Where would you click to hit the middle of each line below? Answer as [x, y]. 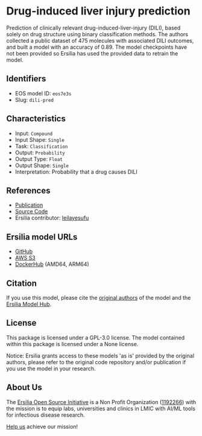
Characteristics [36, 119]
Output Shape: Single [42, 165]
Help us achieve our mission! [42, 426]
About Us [24, 387]
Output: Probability [40, 153]
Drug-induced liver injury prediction [99, 11]
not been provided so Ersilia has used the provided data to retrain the [92, 53]
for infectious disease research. [46, 415]
